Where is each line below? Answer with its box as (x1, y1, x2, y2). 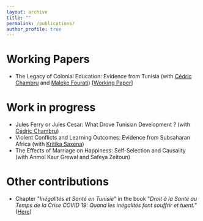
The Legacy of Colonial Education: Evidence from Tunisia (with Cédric (15, 73, 192, 80)
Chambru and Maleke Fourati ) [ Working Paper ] (15, 79, 133, 86)
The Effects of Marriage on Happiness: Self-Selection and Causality (15, 147, 186, 154)
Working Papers (6, 53, 90, 66)
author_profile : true (6, 26, 62, 32)
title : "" (6, 15, 32, 21)
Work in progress (6, 100, 96, 114)
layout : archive (6, 9, 48, 15)
